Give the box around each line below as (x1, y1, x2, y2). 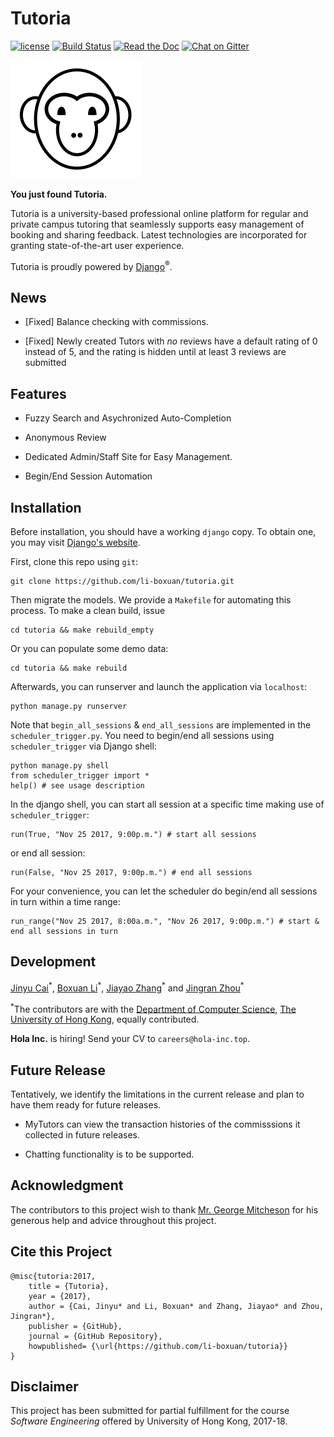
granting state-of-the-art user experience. (10, 239, 185, 251)
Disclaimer (10, 1378, 79, 1395)
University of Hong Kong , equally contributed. (10, 1013, 200, 1026)
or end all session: (10, 847, 86, 859)
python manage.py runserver (10, 702, 128, 712)
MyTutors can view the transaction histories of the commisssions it (24, 1118, 301, 1130)
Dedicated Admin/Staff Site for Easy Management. (24, 451, 233, 463)
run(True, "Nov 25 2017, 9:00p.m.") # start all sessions (10, 830, 257, 840)
